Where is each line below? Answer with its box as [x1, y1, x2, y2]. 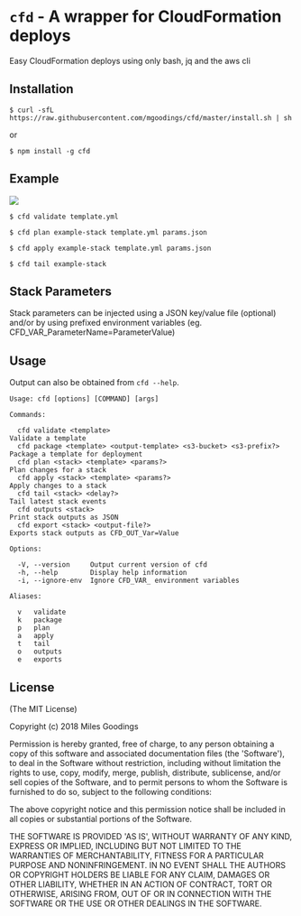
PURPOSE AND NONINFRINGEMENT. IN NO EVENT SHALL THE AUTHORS [9, 860, 287, 870]
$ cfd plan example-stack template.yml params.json [9, 227, 207, 236]
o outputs [17, 647, 63, 656]
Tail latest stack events [9, 497, 106, 506]
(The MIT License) [9, 704, 78, 714]
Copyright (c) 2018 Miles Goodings [9, 721, 139, 732]
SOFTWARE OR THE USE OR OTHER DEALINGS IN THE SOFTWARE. [9, 898, 262, 909]
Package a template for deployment [9, 449, 143, 459]
